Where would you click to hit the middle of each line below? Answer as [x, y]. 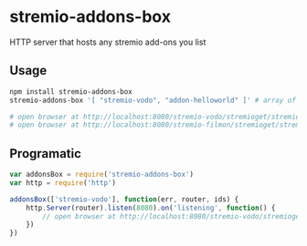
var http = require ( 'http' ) [63, 183]
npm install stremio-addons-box [71, 92]
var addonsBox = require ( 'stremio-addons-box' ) [102, 175]
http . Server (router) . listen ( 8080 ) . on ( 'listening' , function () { [151, 208]
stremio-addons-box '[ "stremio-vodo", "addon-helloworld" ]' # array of [153, 100]
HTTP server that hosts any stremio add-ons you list [108, 42]
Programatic [46, 154]
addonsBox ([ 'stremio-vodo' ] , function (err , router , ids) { [124, 199]
